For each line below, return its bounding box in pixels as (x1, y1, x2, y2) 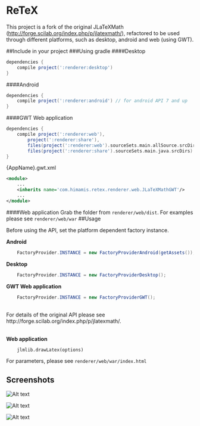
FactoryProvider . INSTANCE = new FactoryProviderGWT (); (17, 294, 156, 300)
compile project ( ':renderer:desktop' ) (17, 64, 113, 70)
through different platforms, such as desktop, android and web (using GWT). (6, 36, 194, 43)
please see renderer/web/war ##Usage (6, 215, 101, 222)
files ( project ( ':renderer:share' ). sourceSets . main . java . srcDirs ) (27, 148, 193, 154)
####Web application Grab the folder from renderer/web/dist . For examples (6, 209, 193, 216)
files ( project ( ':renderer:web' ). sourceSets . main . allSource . (27, 142, 180, 148)
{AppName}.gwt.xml (6, 164, 57, 172)
